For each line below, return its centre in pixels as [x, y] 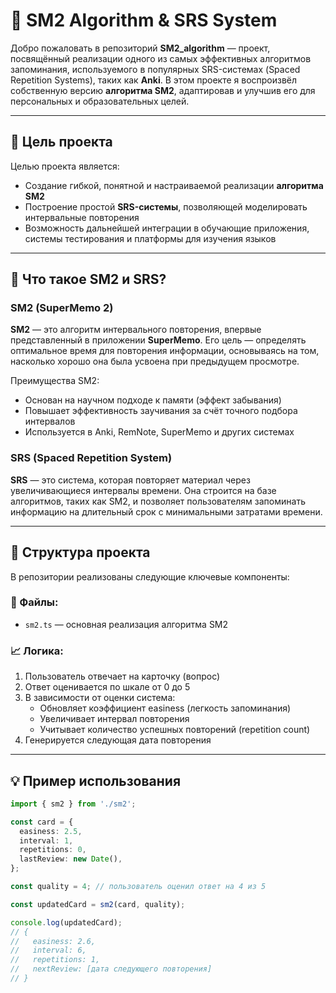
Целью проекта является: [65, 166]
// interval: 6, [48, 950]
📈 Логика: [37, 651]
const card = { [42, 822]
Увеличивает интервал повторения [114, 719]
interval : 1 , [46, 840]
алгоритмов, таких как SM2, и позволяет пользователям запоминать [158, 501]
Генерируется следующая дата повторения [118, 740]
